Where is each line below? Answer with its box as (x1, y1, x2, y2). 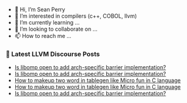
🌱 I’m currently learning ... (14, 19, 80, 26)
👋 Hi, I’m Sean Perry (14, 6, 65, 13)
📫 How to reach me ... (14, 32, 71, 39)
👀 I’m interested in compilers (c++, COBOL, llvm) (14, 12, 137, 20)
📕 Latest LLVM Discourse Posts (5, 50, 100, 58)
